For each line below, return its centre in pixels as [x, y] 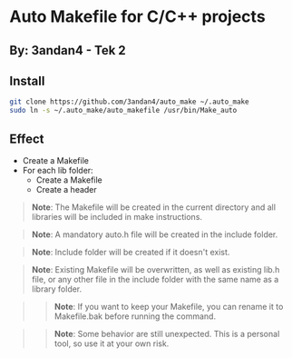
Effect [27, 139]
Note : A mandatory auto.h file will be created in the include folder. [155, 234]
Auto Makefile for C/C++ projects [137, 17]
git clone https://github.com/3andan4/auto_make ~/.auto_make [129, 102]
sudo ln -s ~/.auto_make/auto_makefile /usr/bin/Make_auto [123, 111]
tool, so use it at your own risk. [112, 343]
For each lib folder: [58, 170]
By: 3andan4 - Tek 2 [68, 50]
